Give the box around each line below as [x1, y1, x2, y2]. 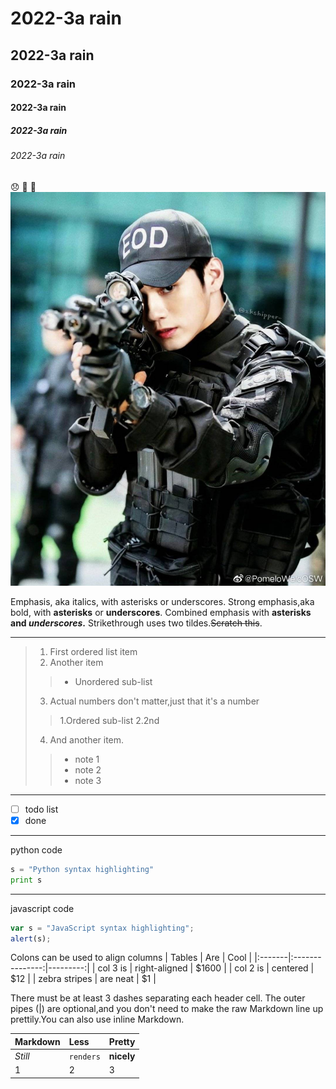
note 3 [74, 774, 102, 786]
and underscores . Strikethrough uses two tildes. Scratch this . [10, 617, 263, 629]
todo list [24, 803, 59, 815]
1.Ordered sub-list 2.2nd [59, 714, 160, 726]
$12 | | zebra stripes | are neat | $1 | [10, 973, 157, 985]
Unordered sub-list [74, 675, 153, 687]
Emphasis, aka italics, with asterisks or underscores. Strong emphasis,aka [10, 595, 315, 607]
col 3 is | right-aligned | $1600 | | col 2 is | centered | [97, 962, 315, 974]
